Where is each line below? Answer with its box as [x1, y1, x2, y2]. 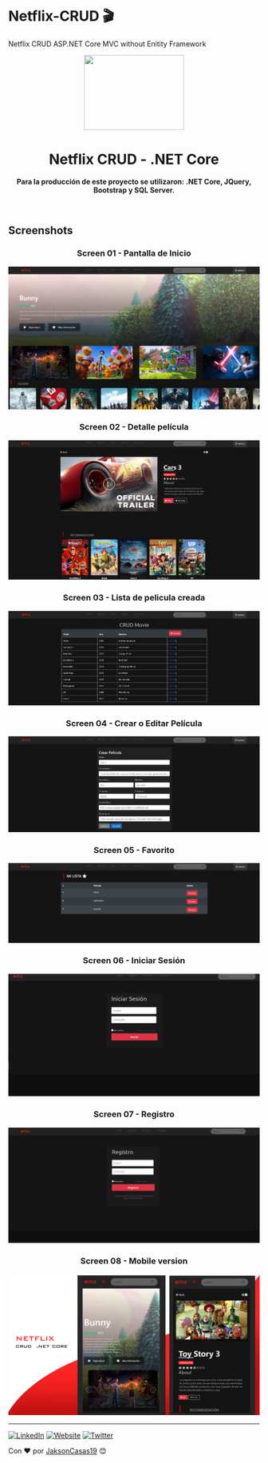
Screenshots [8, 224, 73, 237]
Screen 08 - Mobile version [80, 1255, 188, 1267]
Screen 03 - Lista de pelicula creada [62, 593, 206, 604]
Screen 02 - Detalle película [79, 422, 189, 433]
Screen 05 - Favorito [93, 844, 175, 855]
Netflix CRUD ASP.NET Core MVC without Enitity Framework [8, 38, 207, 49]
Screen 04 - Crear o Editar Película [65, 717, 203, 728]
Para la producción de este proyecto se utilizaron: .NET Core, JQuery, [16, 176, 252, 186]
